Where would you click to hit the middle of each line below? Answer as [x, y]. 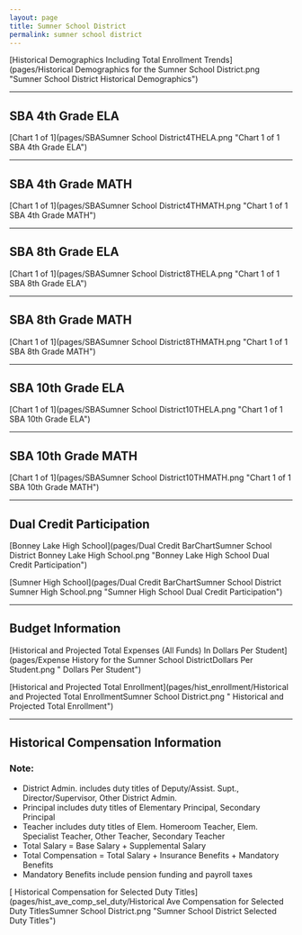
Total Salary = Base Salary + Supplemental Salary [114, 845]
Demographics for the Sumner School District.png [168, 69]
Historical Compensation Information [115, 743]
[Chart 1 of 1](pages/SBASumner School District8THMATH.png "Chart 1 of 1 [149, 341]
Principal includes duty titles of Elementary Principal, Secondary [141, 807]
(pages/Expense [40, 659]
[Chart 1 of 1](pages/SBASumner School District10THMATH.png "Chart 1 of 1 [151, 477]
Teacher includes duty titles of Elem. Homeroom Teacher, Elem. [140, 826]
